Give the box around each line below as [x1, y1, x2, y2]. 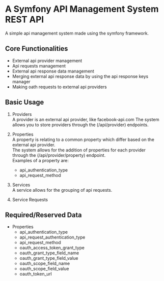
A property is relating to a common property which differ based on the [12, 137, 155, 142]
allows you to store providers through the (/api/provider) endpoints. [12, 122, 149, 128]
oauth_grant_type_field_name [19, 250, 80, 256]
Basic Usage [5, 98, 44, 106]
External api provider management [12, 58, 82, 64]
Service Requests [12, 196, 48, 203]
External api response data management [12, 68, 94, 74]
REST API [5, 14, 44, 25]
